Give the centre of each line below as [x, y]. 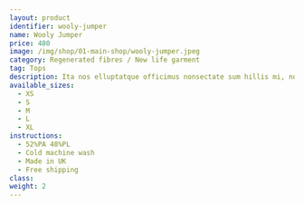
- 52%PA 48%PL [44, 144]
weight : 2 [28, 187]
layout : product [40, 18]
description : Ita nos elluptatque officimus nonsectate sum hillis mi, [147, 77]
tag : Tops [28, 69]
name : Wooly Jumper [46, 34]
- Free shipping [48, 170]
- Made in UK [42, 161]
